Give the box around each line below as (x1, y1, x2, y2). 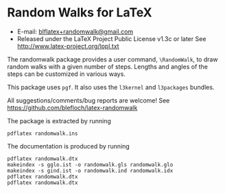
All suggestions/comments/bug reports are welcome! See (7, 96, 170, 104)
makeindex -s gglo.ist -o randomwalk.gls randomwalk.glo (7, 161, 174, 168)
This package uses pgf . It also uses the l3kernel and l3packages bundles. (7, 83, 215, 91)
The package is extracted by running (7, 116, 111, 125)
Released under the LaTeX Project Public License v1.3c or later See (16, 34, 206, 42)
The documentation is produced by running (7, 142, 130, 150)
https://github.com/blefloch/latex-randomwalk (7, 103, 138, 112)
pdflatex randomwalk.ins (7, 130, 78, 137)
